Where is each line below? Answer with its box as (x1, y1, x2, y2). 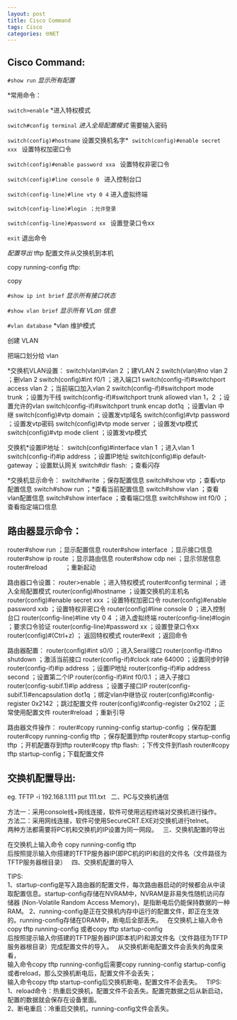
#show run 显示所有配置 (7, 76, 76, 85)
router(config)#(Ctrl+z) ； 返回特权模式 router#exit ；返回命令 (7, 631, 187, 639)
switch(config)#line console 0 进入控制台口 (7, 175, 141, 184)
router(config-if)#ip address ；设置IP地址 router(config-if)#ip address (7, 663, 211, 672)
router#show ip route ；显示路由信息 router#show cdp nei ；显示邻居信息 (7, 554, 221, 562)
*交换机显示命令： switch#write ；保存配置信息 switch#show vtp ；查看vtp (7, 476, 226, 485)
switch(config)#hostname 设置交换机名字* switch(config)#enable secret (7, 136, 221, 145)
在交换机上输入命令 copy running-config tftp (7, 840, 137, 849)
